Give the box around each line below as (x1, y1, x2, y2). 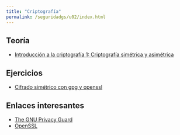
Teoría (6, 36, 30, 46)
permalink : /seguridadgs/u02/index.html (6, 14, 106, 20)
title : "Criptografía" (6, 8, 61, 15)
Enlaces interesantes (6, 101, 85, 110)
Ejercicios (6, 68, 43, 78)
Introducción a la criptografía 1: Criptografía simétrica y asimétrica (14, 51, 174, 58)
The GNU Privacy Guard (14, 116, 73, 123)
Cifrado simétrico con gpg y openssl (14, 84, 103, 91)
